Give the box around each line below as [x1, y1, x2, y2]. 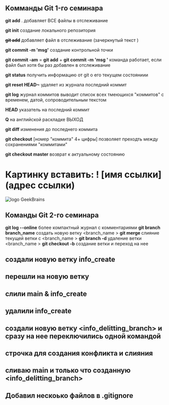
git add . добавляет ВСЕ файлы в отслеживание [5, 17, 108, 23]
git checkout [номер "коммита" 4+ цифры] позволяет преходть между [5, 136, 158, 142]
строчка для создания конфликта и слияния [5, 349, 153, 357]
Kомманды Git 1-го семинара [5, 4, 103, 13]
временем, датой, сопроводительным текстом [5, 97, 107, 103]
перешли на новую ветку [5, 273, 90, 281]
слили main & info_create [5, 289, 87, 298]
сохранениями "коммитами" [5, 141, 67, 147]
